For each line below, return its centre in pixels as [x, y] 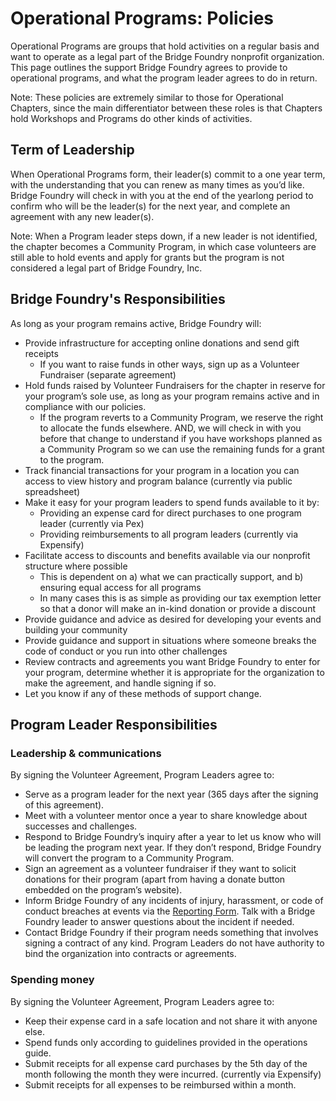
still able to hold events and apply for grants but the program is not [147, 257]
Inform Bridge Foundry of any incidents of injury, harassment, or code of [174, 901]
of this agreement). [64, 805]
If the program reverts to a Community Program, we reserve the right [181, 417]
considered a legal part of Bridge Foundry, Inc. [106, 268]
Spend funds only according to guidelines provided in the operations [166, 1042]
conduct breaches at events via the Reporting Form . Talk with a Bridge [170, 911]
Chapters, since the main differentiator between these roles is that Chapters [166, 108]
